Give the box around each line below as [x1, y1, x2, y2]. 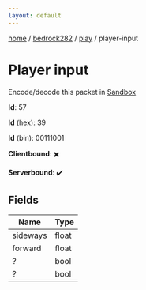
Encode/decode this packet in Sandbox [8, 87, 137, 96]
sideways [12, 230, 47, 241]
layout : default [8, 11, 62, 20]
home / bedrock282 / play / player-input [8, 33, 139, 43]
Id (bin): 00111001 [8, 133, 65, 142]
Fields [8, 193, 39, 206]
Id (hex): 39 [8, 118, 46, 127]
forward [12, 243, 42, 254]
